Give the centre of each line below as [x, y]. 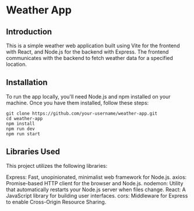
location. [17, 64]
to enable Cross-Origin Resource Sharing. [56, 202]
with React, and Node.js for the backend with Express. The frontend [87, 52]
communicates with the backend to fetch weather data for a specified [90, 58]
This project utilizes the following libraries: [57, 166]
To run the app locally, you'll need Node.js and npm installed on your [88, 96]
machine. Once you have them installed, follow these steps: [77, 103]
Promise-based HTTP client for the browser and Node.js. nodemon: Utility [95, 183]
